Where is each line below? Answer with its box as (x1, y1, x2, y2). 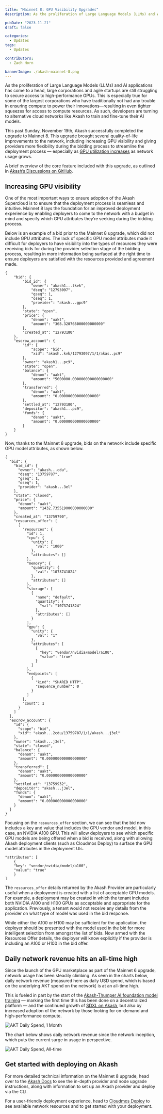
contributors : (5, 56, 34, 61)
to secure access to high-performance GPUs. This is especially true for (5, 93, 147, 98)
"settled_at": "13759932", (14, 782, 68, 787)
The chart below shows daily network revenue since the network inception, (5, 1032, 156, 1037)
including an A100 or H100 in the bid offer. (5, 940, 89, 946)
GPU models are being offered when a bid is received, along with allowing (5, 835, 153, 841)
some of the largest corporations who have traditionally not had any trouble (5, 98, 156, 104)
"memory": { (26, 561, 51, 566)
